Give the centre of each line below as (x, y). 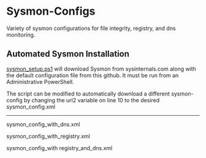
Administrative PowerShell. (40, 81)
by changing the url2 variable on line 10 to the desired (92, 100)
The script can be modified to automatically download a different (88, 94)
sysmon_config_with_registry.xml (48, 136)
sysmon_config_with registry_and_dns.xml (59, 148)
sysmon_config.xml (31, 107)
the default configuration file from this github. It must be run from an (93, 75)
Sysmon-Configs (51, 11)
